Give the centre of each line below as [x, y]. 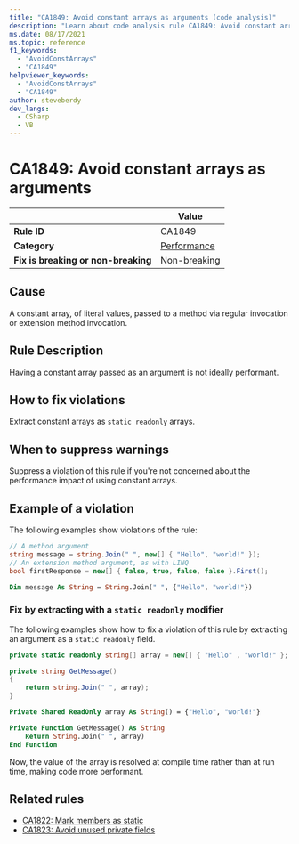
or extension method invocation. [68, 322]
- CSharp [33, 117]
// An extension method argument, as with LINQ [99, 563]
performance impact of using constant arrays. [93, 481]
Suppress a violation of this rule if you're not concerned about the [130, 471]
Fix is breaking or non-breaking [83, 260]
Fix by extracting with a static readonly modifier [117, 610]
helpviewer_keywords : [49, 76]
